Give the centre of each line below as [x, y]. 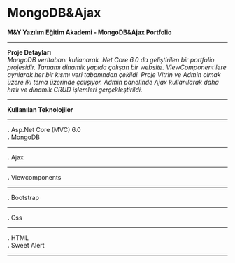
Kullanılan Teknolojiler [40, 109]
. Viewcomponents [34, 177]
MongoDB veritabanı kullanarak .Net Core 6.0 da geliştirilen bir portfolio [111, 59]
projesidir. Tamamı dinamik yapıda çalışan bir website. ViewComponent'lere [117, 67]
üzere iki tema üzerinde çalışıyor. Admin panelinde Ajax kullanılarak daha [113, 82]
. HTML [18, 237]
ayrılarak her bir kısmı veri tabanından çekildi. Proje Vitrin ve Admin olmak [114, 74]
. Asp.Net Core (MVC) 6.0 [44, 129]
